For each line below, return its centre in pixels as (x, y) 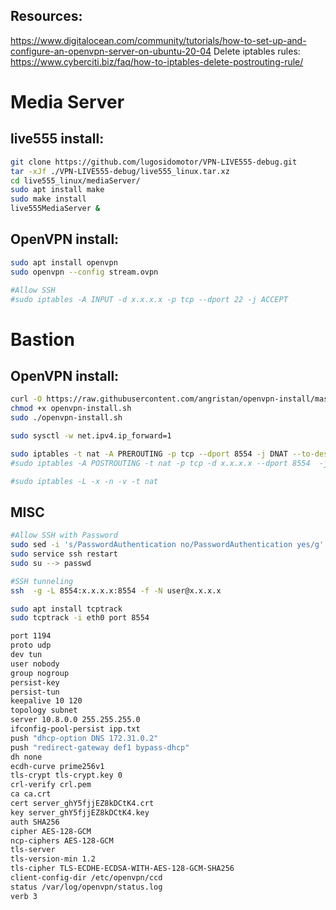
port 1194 (31, 636)
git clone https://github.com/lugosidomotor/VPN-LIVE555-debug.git (154, 162)
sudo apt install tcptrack (66, 609)
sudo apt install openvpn (64, 262)
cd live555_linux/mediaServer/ (75, 180)
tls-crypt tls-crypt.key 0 (66, 775)
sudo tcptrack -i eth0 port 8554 (80, 618)
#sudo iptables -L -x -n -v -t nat (84, 481)
